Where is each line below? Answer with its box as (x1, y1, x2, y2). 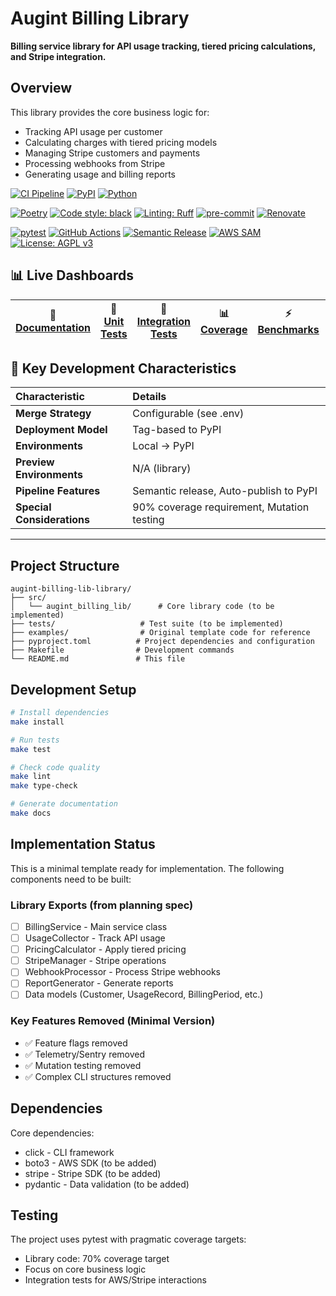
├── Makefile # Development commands (10, 645, 235, 656)
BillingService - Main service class (24, 920, 168, 932)
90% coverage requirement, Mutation (132, 500, 310, 514)
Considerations (15, 513, 91, 527)
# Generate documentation (10, 799, 118, 809)
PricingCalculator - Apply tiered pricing (24, 943, 187, 956)
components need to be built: (10, 873, 132, 885)
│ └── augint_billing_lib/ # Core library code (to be (10, 602, 275, 612)
